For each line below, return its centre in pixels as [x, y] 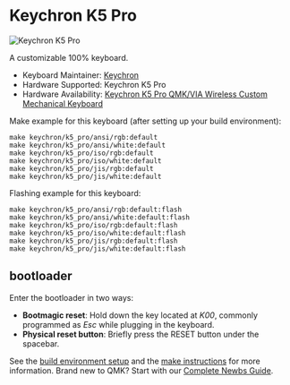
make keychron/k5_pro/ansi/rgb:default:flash [95, 210]
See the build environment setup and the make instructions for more [135, 361]
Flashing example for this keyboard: [75, 192]
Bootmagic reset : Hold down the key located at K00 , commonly [140, 315]
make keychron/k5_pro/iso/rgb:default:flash [94, 225]
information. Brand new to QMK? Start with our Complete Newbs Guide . [141, 370]
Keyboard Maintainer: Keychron [81, 75]
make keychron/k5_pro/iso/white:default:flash [98, 233]
